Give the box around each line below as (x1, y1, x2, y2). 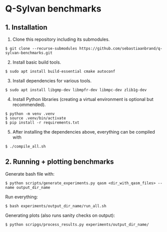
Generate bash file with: (5, 171, 55, 177)
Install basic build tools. (12, 59, 61, 65)
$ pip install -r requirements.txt (5, 120, 80, 125)
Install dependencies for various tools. (12, 78, 92, 83)
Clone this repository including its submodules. (12, 36, 110, 42)
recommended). (12, 101, 46, 107)
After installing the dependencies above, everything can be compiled (12, 129, 155, 135)
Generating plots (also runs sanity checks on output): (5, 212, 115, 218)
